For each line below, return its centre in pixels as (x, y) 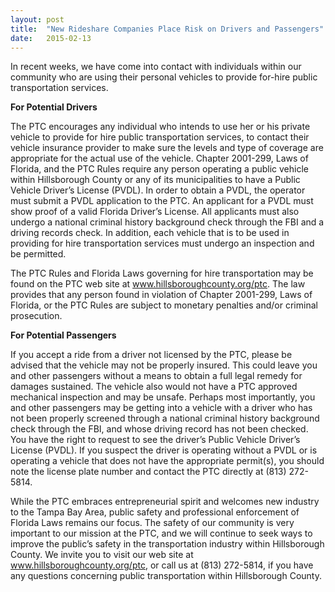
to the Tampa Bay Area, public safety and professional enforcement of (155, 512)
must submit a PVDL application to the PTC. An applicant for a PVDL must (162, 201)
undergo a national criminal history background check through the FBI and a (167, 222)
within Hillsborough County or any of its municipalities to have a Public (155, 180)
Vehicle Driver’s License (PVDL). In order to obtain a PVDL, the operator (158, 190)
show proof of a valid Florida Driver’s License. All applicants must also (155, 212)
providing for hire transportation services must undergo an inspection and (162, 243)
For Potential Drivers (54, 107)
